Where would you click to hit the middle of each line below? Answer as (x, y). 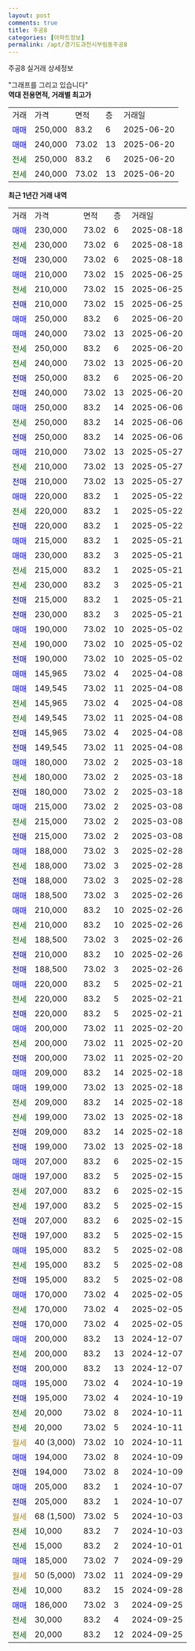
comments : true (33, 23)
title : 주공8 (28, 30)
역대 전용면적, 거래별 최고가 (50, 95)
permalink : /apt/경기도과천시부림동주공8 (68, 45)
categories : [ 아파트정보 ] (46, 37)
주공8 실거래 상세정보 (41, 69)
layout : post (29, 15)
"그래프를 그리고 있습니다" (48, 85)
